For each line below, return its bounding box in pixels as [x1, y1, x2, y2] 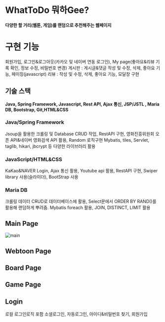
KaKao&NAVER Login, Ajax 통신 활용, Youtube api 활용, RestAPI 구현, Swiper [5, 168, 158, 174]
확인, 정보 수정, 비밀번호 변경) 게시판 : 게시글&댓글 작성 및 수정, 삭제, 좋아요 [10, 65, 155, 71]
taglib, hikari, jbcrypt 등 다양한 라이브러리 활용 [5, 143, 96, 149]
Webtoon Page [5, 247, 52, 255]
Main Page [5, 219, 39, 228]
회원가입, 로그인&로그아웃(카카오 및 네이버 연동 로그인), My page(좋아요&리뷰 [5, 58, 155, 64]
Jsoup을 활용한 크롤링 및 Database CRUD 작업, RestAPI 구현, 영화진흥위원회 [5, 131, 155, 137]
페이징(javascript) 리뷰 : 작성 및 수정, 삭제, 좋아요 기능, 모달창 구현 [11, 71, 139, 77]
